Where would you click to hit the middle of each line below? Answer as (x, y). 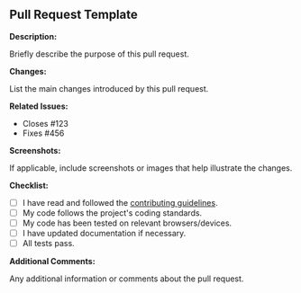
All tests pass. (48, 244)
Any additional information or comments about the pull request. (127, 279)
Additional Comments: (53, 262)
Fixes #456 (43, 133)
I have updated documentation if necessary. (104, 233)
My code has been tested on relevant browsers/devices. (127, 223)
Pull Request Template (73, 15)
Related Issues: (39, 106)
